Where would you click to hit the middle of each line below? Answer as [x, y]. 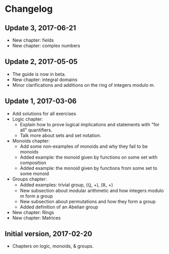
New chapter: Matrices [36, 218]
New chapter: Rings [33, 212]
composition [33, 163]
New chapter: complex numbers [46, 46]
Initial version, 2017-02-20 [49, 234]
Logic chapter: [27, 119]
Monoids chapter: [31, 141]
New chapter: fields [33, 40]
